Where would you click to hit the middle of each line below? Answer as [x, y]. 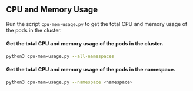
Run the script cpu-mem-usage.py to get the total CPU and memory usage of [97, 24]
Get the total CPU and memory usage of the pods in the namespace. [91, 70]
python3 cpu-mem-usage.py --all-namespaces [60, 56]
